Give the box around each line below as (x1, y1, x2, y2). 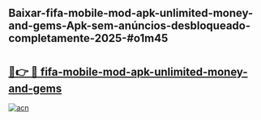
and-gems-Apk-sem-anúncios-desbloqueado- (8, 19, 251, 33)
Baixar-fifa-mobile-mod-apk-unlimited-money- (8, 6, 254, 20)
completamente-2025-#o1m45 (8, 31, 169, 45)
